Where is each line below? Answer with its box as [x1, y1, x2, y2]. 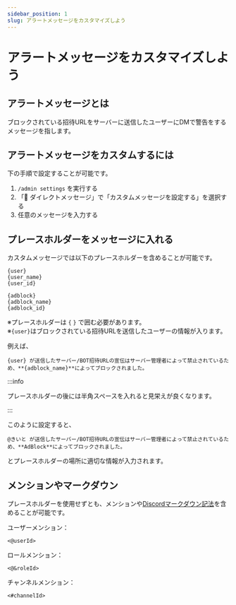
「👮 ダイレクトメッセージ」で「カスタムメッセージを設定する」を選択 [17, 193, 221, 201]
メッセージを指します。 [7, 127, 75, 135]
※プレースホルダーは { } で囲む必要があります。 [7, 318, 146, 327]
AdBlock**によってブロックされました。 [24, 443, 126, 451]
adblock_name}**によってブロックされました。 [27, 365, 148, 372]
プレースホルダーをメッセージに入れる [7, 233, 174, 245]
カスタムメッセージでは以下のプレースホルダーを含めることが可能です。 [7, 254, 216, 262]
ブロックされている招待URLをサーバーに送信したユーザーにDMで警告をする [7, 117, 227, 126]
